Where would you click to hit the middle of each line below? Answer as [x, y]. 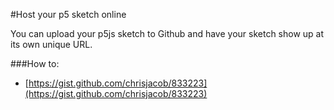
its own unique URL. [51, 44]
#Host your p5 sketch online [68, 14]
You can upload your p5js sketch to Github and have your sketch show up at [167, 33]
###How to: [35, 63]
